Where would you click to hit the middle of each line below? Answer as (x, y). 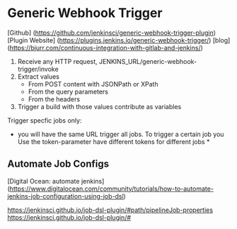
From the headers (54, 99)
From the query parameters (68, 91)
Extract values (39, 77)
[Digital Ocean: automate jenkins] (56, 181)
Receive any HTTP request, (57, 61)
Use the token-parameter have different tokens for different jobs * (114, 141)
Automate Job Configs (58, 164)
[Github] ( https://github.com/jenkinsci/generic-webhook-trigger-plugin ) (112, 33)
